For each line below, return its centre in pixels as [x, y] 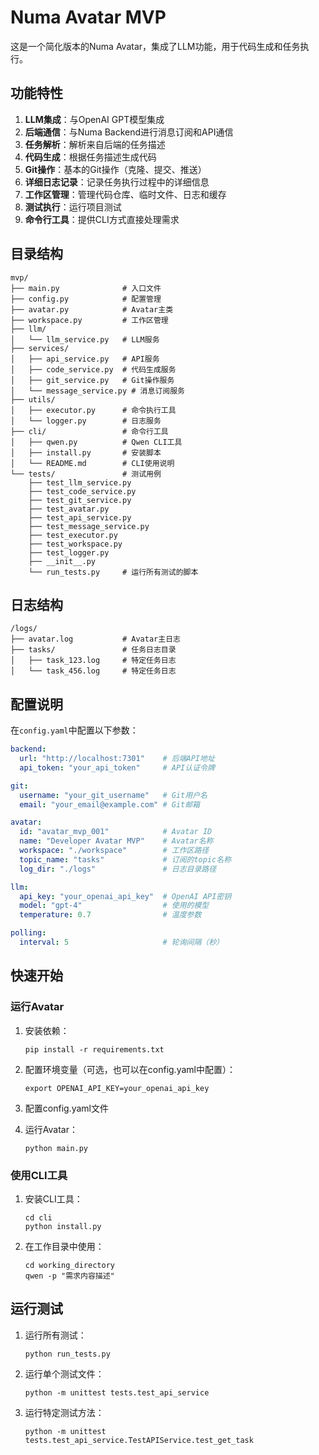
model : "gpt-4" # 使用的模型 [114, 906]
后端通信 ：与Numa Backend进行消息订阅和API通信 [129, 132]
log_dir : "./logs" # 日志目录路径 [118, 869]
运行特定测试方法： [64, 1412]
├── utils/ [33, 399]
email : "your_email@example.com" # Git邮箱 [110, 804]
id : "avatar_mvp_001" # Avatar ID [116, 832]
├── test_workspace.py [75, 544]
